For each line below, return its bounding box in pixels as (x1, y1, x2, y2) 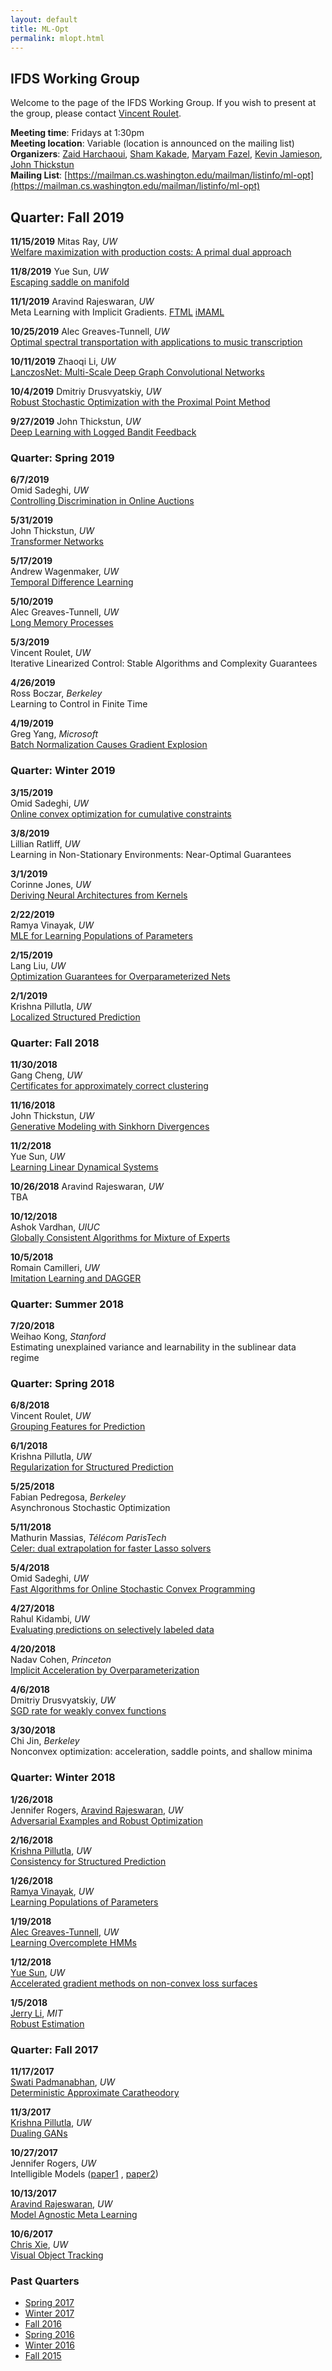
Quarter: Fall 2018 (10, 1036, 100, 1050)
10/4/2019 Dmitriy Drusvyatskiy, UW (10, 386, 162, 397)
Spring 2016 (24, 2329, 75, 2341)
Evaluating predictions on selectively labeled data (10, 1624, 215, 1636)
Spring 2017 (24, 2297, 75, 2309)
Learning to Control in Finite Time (10, 698, 148, 710)
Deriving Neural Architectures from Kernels (10, 889, 188, 901)
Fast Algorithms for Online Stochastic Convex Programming (10, 1583, 256, 1595)
